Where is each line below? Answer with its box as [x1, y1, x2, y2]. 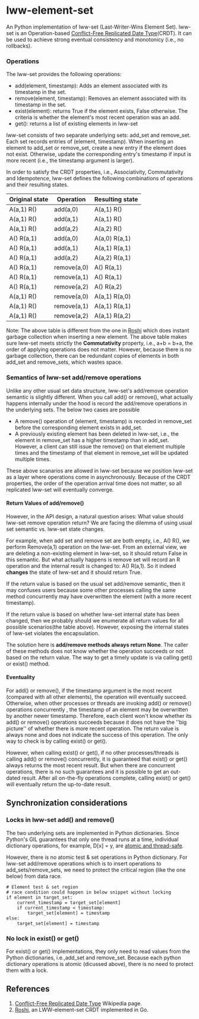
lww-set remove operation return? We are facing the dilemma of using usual [6, 519, 192, 526]
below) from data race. [6, 873, 62, 880]
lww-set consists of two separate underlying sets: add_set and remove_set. [6, 132, 191, 139]
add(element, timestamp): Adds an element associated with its [14, 82, 168, 89]
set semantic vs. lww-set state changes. [6, 525, 105, 533]
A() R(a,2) [94, 283, 122, 291]
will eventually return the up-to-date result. [6, 780, 112, 787]
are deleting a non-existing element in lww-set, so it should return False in [6, 549, 188, 557]
